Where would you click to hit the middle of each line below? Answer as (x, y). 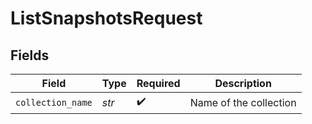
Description (243, 83)
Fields (30, 55)
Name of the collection (243, 102)
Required (158, 83)
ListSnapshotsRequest (106, 18)
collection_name (54, 102)
